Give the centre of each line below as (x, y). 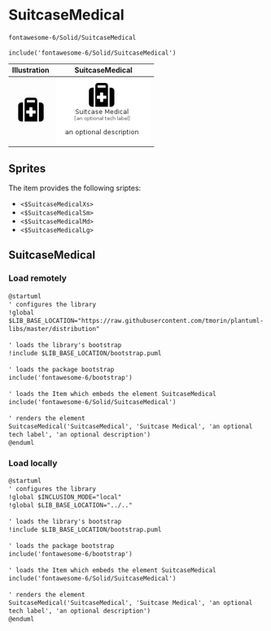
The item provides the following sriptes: (75, 188)
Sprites (27, 168)
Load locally (33, 463)
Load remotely (38, 278)
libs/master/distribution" (54, 329)
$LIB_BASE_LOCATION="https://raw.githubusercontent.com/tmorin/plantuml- (136, 320)
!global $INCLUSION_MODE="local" (65, 497)
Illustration (31, 70)
